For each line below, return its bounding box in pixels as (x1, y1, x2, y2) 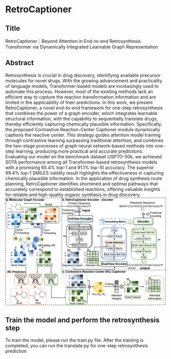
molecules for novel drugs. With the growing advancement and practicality (5, 78, 162, 84)
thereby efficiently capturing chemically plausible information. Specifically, (5, 121, 162, 127)
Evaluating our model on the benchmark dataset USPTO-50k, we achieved (5, 153, 162, 159)
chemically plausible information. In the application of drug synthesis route (5, 175, 162, 181)
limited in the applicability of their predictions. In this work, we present (5, 99, 153, 105)
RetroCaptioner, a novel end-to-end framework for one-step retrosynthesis (5, 105, 163, 111)
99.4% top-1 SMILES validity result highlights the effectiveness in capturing (5, 170, 164, 176)
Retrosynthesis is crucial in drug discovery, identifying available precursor (5, 72, 161, 78)
